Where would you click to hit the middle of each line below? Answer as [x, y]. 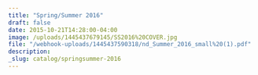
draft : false [29, 23]
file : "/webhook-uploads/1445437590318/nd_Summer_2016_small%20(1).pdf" [130, 45]
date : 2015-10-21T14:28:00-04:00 [63, 30]
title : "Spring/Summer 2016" [56, 15]
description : [29, 52]
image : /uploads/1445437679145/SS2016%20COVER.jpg [93, 37]
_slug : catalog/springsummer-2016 [65, 59]
